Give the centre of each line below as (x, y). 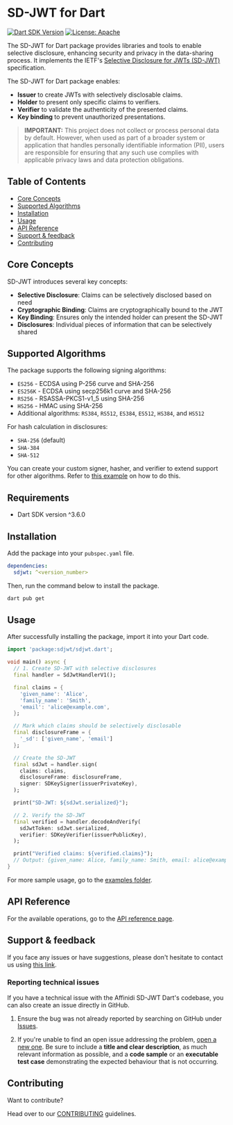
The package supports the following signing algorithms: (87, 371)
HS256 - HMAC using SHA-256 (60, 406)
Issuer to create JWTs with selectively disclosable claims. (100, 95)
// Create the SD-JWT (45, 758)
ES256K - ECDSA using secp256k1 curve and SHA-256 (94, 391)
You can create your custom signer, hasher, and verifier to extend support (113, 469)
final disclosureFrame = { (52, 733)
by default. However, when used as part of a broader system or (115, 138)
